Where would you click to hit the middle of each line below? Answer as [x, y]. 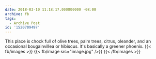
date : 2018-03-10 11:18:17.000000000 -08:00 [51, 9]
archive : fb [17, 14]
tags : [10, 18]
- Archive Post [25, 23]
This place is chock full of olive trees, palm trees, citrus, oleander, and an [78, 41]
